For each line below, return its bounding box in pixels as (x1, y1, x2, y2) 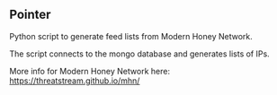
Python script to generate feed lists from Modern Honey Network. (9, 30, 254, 41)
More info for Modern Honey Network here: (9, 65, 171, 76)
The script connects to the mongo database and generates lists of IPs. (9, 48, 270, 59)
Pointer (9, 7, 51, 22)
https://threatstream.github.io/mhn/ (9, 75, 140, 86)
